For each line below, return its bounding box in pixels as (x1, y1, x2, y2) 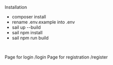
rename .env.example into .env (11, 19, 75, 25)
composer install (11, 14, 46, 19)
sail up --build (11, 24, 41, 30)
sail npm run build (11, 35, 49, 41)
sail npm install (11, 30, 43, 35)
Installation (4, 4, 27, 10)
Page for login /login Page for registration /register (4, 54, 108, 60)
